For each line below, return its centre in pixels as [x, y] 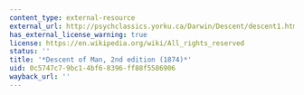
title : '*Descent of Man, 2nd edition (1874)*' [101, 60]
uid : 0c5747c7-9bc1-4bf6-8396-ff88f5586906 [93, 69]
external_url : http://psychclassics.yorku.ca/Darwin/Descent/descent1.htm [153, 26]
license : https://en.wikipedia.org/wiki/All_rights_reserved [127, 43]
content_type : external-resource [72, 18]
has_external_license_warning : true [78, 34]
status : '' [30, 52]
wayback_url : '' [40, 77]
